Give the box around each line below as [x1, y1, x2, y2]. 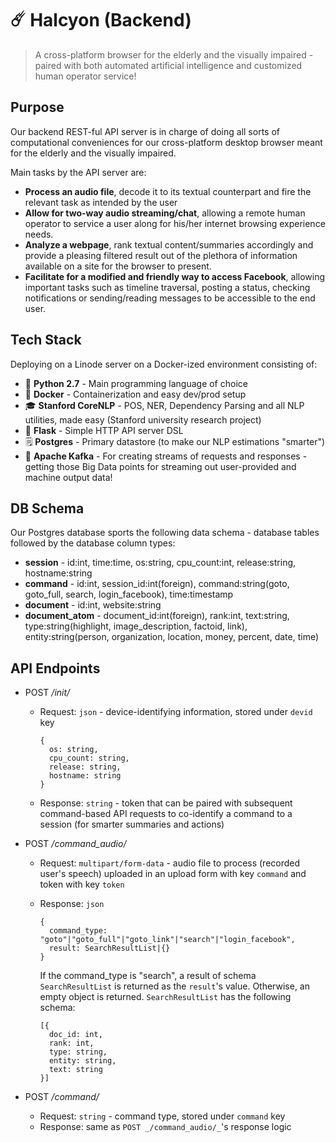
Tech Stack [10, 332, 82, 349]
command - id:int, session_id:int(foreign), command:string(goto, [24, 578, 290, 590]
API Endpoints [10, 660, 101, 677]
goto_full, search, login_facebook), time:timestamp [24, 588, 234, 601]
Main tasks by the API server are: [10, 166, 147, 178]
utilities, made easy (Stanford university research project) [24, 413, 262, 426]
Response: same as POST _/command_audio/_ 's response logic [39, 1121, 292, 1133]
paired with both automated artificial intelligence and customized [34, 59, 303, 71]
